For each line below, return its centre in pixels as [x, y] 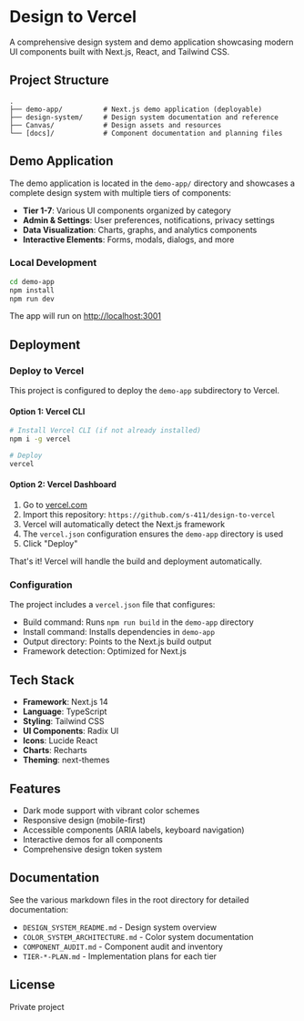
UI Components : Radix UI [71, 731]
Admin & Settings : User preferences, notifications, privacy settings [148, 220]
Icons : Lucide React [60, 740]
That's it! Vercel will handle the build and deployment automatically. [136, 561]
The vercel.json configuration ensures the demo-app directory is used [153, 534]
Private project [37, 1006]
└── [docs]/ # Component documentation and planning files [146, 133]
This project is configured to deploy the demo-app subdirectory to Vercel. [145, 391]
